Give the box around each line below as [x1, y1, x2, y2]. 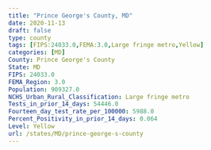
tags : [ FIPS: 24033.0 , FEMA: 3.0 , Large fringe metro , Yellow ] [8, 41, 204, 49]
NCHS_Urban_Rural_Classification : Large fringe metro [8, 93, 190, 101]
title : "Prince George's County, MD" [8, 11, 133, 20]
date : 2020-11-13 [8, 19, 66, 27]
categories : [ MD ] [8, 48, 66, 56]
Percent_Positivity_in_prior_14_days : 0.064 [8, 115, 158, 123]
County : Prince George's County [8, 56, 115, 64]
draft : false [8, 26, 52, 34]
